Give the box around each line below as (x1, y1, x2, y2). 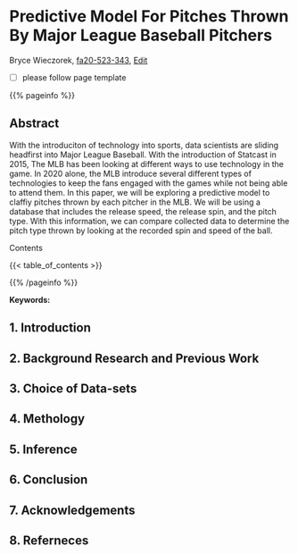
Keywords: (9, 294, 51, 305)
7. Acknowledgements (9, 502, 136, 517)
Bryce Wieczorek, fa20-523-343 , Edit (9, 55, 148, 65)
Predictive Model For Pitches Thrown (9, 6, 289, 27)
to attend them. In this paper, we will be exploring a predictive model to (9, 187, 270, 197)
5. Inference (9, 441, 78, 457)
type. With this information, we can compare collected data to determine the (9, 215, 290, 226)
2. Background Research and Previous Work (9, 350, 260, 365)
